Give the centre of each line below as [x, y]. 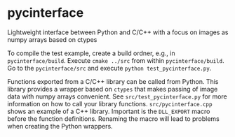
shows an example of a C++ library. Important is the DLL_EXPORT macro [109, 111]
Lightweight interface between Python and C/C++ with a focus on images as [118, 32]
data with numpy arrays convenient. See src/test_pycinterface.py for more [117, 96]
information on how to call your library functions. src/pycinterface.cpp [110, 103]
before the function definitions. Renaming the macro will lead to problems [113, 118]
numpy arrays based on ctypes [52, 39]
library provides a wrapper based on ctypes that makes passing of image [113, 89]
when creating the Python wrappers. [60, 126]
